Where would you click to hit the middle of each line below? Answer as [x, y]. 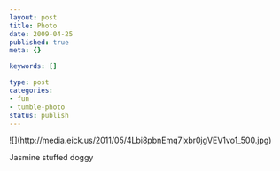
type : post [29, 82]
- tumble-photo [37, 107]
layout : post [33, 17]
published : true [39, 42]
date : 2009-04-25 [41, 34]
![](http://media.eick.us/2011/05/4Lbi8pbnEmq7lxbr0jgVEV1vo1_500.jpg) [140, 140]
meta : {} [25, 51]
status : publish [39, 115]
